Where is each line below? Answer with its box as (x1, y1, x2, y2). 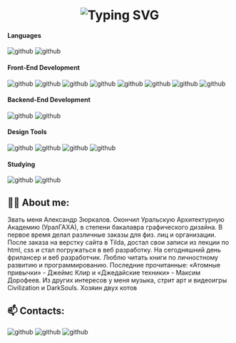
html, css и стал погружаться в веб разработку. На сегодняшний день (7, 246, 221, 255)
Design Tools (7, 128, 48, 136)
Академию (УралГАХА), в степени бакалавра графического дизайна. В (7, 223, 223, 232)
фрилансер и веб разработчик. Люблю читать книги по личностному (7, 253, 219, 262)
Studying (7, 160, 36, 168)
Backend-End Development (7, 96, 91, 104)
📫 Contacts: (7, 305, 65, 317)
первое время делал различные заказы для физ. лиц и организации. (7, 230, 217, 239)
